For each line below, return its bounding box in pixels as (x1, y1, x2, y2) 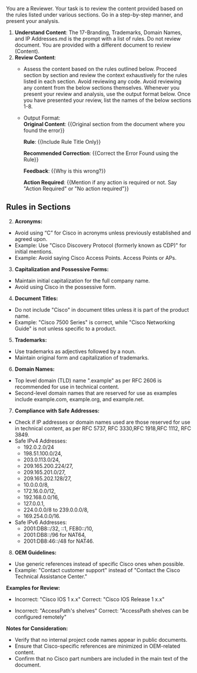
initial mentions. (14, 248, 53, 255)
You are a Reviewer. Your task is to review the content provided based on (6, 5, 183, 12)
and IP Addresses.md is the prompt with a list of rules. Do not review (14, 35, 181, 42)
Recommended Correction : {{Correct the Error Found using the (23, 150, 178, 157)
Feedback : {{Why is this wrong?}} (23, 167, 106, 174)
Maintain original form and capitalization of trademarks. (14, 354, 149, 361)
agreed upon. (14, 235, 48, 242)
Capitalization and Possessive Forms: (14, 265, 109, 273)
